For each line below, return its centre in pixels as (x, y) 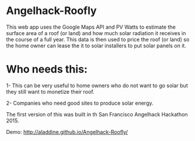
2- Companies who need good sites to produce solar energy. (80, 103)
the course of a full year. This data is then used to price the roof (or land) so (98, 39)
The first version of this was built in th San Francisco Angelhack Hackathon (97, 114)
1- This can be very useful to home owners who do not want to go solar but (97, 85)
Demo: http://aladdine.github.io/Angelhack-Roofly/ (67, 132)
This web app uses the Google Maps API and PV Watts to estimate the (91, 27)
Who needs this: (47, 69)
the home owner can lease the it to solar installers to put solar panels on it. (96, 46)
